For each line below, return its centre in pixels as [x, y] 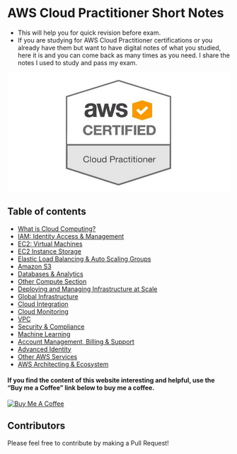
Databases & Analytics [50, 273]
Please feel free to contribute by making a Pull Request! [88, 443]
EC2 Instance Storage [49, 251]
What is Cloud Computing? [57, 229]
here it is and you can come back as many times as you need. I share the [123, 55]
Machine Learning [44, 334]
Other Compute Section [52, 281]
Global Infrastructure [48, 296]
